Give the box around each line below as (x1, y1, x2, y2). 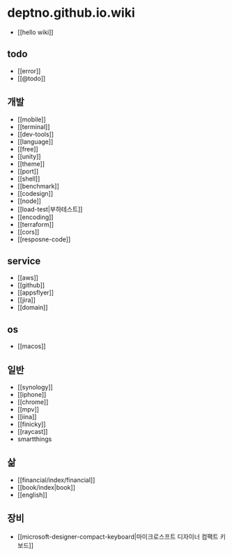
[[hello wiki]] (17, 28, 54, 36)
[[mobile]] (17, 115, 47, 123)
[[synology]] (17, 383, 54, 391)
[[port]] (17, 167, 39, 175)
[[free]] (17, 144, 38, 153)
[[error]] (17, 66, 41, 75)
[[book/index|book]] (17, 483, 75, 491)
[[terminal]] (17, 122, 50, 130)
